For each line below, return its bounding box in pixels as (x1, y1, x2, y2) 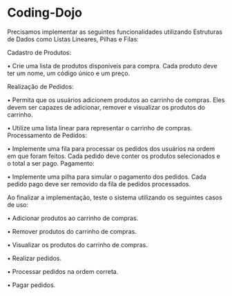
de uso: (7, 200, 29, 208)
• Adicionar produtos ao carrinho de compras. (7, 214, 139, 222)
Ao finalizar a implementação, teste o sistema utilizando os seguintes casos (7, 193, 222, 201)
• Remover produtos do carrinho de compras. (7, 227, 137, 235)
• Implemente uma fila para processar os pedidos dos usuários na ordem (7, 144, 215, 152)
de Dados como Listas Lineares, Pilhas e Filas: (7, 34, 139, 43)
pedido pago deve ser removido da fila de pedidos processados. (7, 179, 191, 188)
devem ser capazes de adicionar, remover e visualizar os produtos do (7, 103, 206, 111)
